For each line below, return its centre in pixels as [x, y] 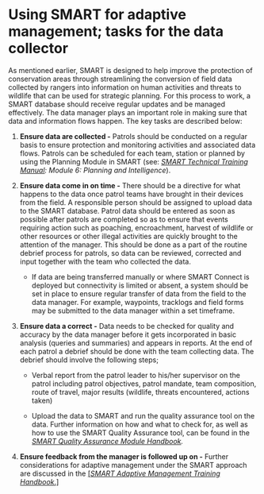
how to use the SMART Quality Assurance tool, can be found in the [141, 432]
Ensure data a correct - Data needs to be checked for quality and [127, 326]
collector [38, 48]
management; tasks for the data [116, 31]
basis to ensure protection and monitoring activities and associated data [138, 145]
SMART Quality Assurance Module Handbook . [107, 441]
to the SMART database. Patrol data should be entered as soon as [127, 210]
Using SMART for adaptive [97, 15]
